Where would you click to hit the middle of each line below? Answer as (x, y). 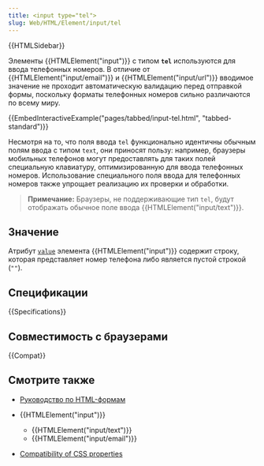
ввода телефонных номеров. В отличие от (79, 69)
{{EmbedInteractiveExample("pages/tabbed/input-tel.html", (104, 118)
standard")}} (28, 126)
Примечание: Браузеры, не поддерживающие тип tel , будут (130, 199)
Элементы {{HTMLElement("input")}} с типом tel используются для (122, 61)
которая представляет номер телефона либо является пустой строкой (127, 259)
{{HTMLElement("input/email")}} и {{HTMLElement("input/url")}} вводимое (131, 77)
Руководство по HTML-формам (73, 399)
